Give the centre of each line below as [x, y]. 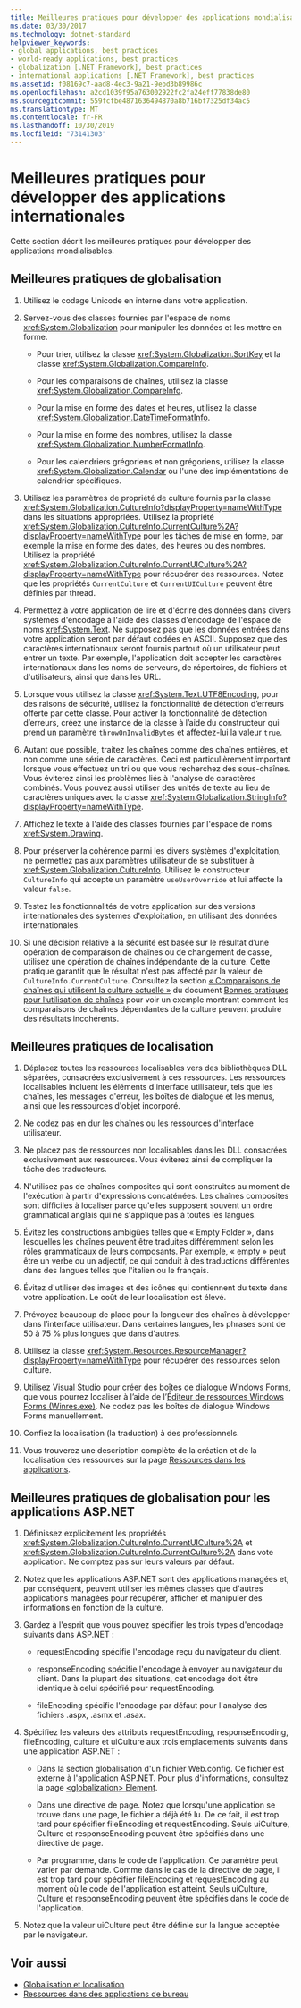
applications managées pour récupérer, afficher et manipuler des [142, 1598]
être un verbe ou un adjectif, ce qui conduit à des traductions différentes [156, 1261]
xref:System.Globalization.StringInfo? [219, 796]
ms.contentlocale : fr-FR [56, 117]
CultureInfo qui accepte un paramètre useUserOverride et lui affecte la [153, 879]
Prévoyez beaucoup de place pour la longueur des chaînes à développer [157, 1315]
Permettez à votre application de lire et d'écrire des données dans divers [157, 610]
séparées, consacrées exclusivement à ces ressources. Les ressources [154, 1077]
